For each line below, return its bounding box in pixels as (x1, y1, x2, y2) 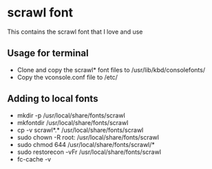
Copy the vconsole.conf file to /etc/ (17, 73, 118, 81)
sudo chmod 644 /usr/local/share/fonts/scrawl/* (17, 140, 155, 148)
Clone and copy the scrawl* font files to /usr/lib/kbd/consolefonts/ (17, 65, 205, 74)
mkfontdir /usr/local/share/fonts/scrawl (17, 118, 129, 126)
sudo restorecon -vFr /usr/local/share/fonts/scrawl (17, 148, 162, 156)
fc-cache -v (17, 155, 52, 163)
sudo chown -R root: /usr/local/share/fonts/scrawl (17, 133, 160, 142)
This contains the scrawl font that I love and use (7, 27, 143, 36)
